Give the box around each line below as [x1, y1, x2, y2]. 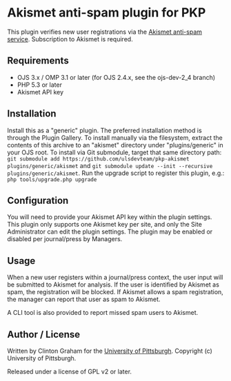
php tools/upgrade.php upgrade [7, 176, 97, 183]
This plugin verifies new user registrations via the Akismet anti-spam [7, 28, 202, 36]
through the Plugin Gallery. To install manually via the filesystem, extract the [7, 133, 223, 142]
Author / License [7, 329, 81, 340]
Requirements [7, 55, 69, 67]
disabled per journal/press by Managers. [7, 235, 123, 243]
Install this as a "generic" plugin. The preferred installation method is [7, 126, 202, 134]
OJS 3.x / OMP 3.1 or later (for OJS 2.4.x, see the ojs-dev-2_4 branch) [17, 73, 216, 81]
